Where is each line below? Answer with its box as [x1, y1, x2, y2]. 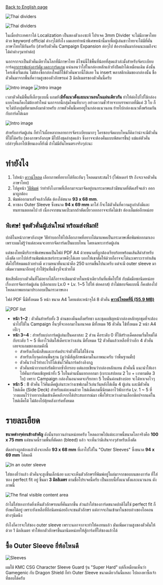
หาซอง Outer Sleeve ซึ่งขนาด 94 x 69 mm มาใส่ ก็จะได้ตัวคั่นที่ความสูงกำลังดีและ [12, 201, 150, 207]
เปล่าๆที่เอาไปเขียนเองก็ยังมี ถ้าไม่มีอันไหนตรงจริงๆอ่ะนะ [5, 141, 93, 146]
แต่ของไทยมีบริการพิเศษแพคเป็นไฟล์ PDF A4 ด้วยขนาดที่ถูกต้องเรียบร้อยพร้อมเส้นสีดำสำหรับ [5, 249, 154, 255]
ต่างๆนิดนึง [5, 512, 23, 518]
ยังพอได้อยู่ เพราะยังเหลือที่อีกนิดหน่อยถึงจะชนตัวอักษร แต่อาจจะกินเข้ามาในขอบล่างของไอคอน [5, 507, 153, 513]
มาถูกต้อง [12, 191, 28, 196]
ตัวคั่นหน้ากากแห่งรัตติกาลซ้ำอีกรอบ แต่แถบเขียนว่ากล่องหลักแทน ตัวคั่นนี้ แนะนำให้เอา [19, 365, 157, 371]
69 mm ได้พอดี [5, 452, 33, 458]
